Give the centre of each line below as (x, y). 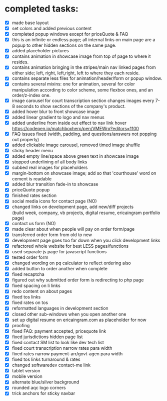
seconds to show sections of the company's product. (71, 106)
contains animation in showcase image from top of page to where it (81, 56)
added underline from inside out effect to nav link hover (69, 123)
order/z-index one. (31, 95)
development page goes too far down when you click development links (86, 240)
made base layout (30, 23)
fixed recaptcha (28, 274)
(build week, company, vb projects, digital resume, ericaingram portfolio (86, 213)
